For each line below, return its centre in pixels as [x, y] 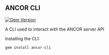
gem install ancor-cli [28, 47]
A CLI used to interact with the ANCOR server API [55, 29]
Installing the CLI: [22, 38]
